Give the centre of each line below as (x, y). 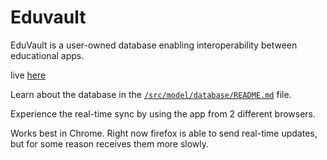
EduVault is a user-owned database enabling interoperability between (154, 45)
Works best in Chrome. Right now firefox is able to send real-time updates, (164, 133)
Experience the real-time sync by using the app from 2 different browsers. (163, 113)
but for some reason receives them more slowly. (110, 143)
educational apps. (47, 55)
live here (28, 75)
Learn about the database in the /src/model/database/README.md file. (151, 94)
